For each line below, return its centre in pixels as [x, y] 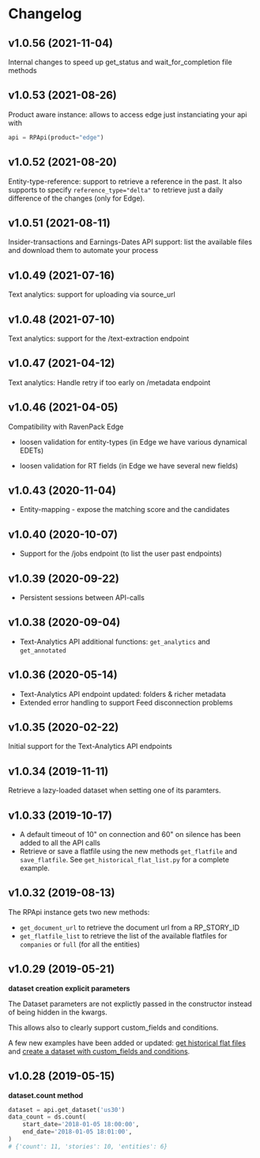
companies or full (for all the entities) [80, 944]
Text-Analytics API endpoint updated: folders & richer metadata [123, 694]
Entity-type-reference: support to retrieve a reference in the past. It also [125, 181]
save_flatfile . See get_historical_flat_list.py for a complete [124, 860]
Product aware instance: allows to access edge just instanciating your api [128, 114]
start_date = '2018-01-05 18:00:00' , [81, 1125]
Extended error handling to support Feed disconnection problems [126, 702]
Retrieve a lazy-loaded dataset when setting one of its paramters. [115, 790]
